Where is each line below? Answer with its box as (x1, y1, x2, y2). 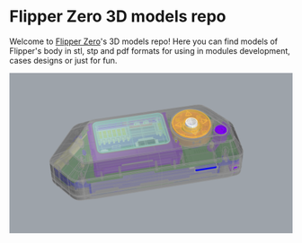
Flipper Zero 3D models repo (9, 6, 226, 27)
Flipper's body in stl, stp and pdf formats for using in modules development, (9, 45, 290, 56)
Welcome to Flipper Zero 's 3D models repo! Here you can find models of (9, 36, 279, 47)
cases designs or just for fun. (9, 55, 118, 65)
